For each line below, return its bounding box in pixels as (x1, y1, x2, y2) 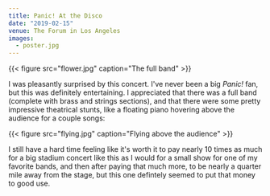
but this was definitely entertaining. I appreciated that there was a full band (8, 88, 258, 97)
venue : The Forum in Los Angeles (8, 27, 121, 35)
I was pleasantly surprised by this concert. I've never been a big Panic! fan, (8, 80, 259, 89)
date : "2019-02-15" (8, 19, 74, 27)
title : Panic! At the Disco (8, 11, 103, 20)
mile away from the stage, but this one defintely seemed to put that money (8, 170, 256, 180)
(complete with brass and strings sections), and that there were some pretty (8, 96, 261, 106)
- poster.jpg (15, 42, 60, 50)
